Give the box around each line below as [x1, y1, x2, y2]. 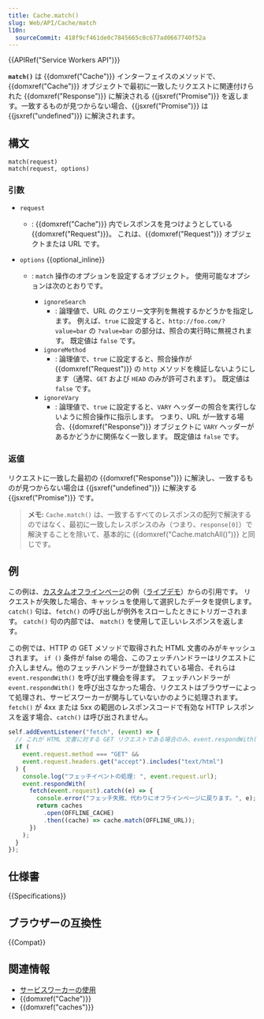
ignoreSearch [43, 298, 87, 307]
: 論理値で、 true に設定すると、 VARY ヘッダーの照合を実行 [54, 402, 243, 412]
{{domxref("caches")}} [19, 1002, 95, 1012]
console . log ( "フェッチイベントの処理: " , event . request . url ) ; [22, 772, 218, 780]
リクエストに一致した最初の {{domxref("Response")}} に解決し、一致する [8, 473, 247, 482]
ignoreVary [43, 394, 79, 402]
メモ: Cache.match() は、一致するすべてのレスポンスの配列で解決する [27, 509, 252, 519]
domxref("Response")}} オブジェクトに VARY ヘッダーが [74, 422, 255, 432]
